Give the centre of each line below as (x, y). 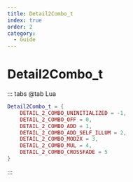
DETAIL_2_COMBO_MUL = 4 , (56, 146)
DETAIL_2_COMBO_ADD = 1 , (56, 126)
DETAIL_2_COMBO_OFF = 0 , (56, 120)
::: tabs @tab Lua (32, 94)
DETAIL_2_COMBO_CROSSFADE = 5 (64, 152)
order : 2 (20, 27)
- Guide (25, 40)
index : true (24, 20)
